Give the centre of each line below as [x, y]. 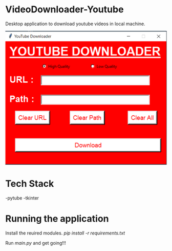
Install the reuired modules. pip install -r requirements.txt [65, 233]
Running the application [57, 219]
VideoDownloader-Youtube [64, 10]
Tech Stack [30, 184]
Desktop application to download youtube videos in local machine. [76, 24]
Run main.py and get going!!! [36, 243]
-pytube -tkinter [22, 198]
